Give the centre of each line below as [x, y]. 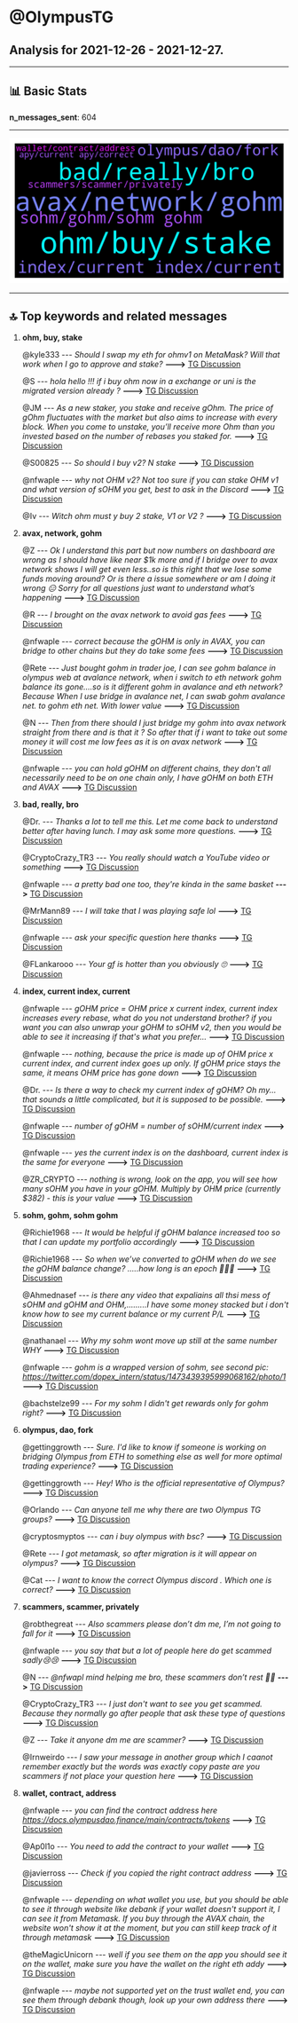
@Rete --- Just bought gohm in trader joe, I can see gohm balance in [149, 668]
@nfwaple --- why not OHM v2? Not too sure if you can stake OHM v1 [150, 480]
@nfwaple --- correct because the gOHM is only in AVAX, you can [144, 642]
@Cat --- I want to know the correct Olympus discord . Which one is [147, 1580]
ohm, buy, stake [52, 338]
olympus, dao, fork [58, 1430]
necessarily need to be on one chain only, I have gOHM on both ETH [147, 778]
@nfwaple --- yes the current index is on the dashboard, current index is [155, 1153]
